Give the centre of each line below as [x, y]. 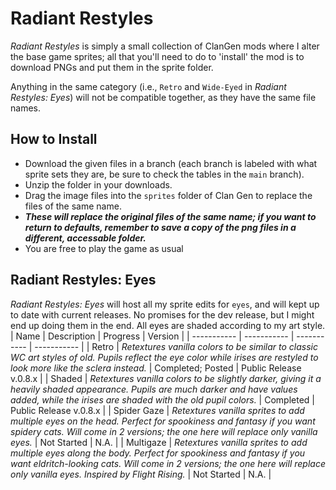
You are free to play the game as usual [104, 248]
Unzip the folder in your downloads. [98, 184]
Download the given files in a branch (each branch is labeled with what [171, 163]
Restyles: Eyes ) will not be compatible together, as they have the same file [163, 97]
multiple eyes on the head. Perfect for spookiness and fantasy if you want [163, 421]
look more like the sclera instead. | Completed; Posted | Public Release [156, 368]
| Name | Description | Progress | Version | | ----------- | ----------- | [152, 336]
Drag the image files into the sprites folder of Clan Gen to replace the [168, 195]
